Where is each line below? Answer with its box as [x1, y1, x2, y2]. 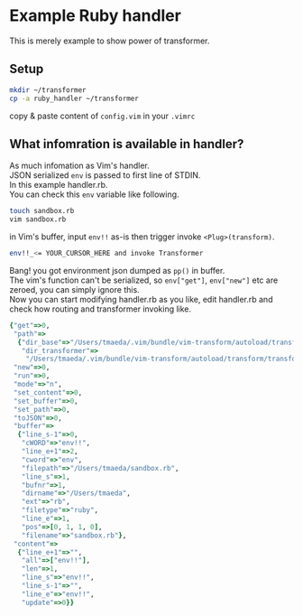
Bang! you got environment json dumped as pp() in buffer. [9, 265, 225, 275]
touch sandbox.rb [9, 207, 75, 216]
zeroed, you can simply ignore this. [9, 284, 140, 294]
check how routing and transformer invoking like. [9, 303, 192, 314]
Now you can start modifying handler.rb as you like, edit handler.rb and [9, 294, 273, 304]
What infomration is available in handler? [9, 136, 244, 152]
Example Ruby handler [9, 5, 182, 26]
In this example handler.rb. [9, 180, 108, 191]
